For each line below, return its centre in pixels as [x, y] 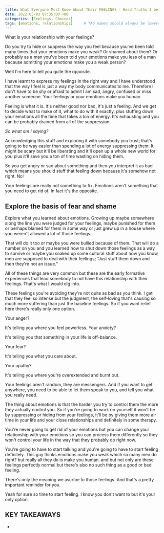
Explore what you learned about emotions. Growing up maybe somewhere [80, 218]
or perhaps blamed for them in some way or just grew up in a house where [80, 228]
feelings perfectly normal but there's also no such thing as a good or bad [78, 465]
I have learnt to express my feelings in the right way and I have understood [80, 81]
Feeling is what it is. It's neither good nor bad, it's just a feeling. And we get [81, 106]
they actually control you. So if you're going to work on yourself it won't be [80, 410]
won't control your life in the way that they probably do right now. [71, 440]
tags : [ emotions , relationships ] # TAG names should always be [75, 23]
